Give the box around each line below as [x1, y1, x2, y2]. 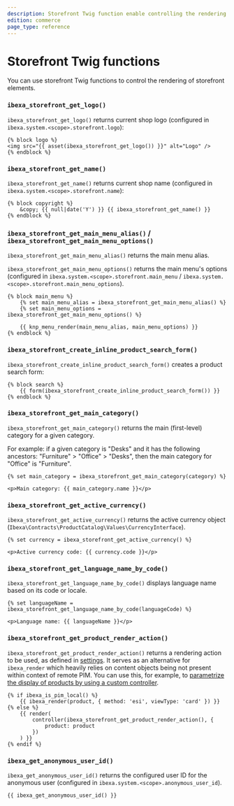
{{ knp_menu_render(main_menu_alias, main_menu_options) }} [20, 324, 198, 331]
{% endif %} [7, 740, 42, 748]
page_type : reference [7, 23, 71, 30]
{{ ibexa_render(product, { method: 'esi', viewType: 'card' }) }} [20, 698, 220, 705]
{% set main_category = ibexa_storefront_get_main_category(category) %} [7, 473, 227, 480]
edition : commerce [7, 17, 61, 24]
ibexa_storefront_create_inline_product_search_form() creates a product [7, 360, 223, 368]
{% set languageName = [7, 600, 73, 607]
